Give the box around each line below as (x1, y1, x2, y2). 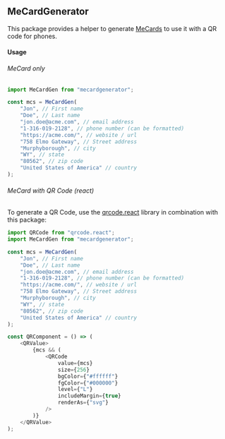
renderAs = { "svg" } (57, 399, 109, 407)
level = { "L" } (57, 386, 93, 393)
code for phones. (7, 32, 58, 40)
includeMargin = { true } (57, 392, 121, 399)
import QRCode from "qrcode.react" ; (7, 229, 115, 236)
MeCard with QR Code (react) (7, 186, 95, 195)
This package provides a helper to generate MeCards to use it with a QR (7, 24, 217, 32)
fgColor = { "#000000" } (57, 379, 118, 387)
